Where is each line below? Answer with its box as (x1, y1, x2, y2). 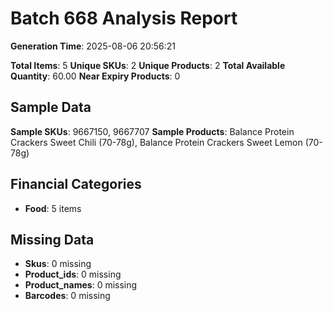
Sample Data (10, 99, 92, 116)
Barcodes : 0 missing (24, 290, 111, 302)
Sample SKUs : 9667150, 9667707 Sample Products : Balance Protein (10, 125, 295, 137)
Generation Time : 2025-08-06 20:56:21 (10, 40, 177, 52)
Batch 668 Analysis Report (10, 7, 238, 30)
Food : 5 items (24, 202, 82, 214)
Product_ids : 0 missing (24, 268, 122, 281)
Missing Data (10, 231, 95, 248)
